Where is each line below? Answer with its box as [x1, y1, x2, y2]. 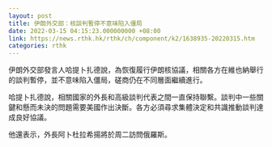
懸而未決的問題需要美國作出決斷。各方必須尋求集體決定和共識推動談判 [22, 103, 257, 112]
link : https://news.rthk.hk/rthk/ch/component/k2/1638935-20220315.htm [8, 34, 255, 43]
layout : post [8, 11, 53, 20]
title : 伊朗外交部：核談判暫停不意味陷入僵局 [8, 19, 143, 27]
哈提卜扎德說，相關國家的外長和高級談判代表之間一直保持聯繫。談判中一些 [8, 92, 257, 102]
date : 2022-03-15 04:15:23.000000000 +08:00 [8, 27, 161, 35]
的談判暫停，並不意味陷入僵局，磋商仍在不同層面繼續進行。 [8, 75, 207, 85]
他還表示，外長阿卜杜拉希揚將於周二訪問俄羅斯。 [8, 130, 172, 140]
